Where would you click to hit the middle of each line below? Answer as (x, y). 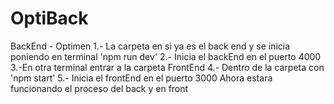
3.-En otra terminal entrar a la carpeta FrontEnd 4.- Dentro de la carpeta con (167, 67)
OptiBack (49, 18)
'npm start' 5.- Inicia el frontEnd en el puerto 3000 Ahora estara (141, 78)
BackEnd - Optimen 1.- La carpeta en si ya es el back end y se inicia (150, 46)
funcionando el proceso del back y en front (99, 88)
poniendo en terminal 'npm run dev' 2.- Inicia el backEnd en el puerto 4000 (166, 56)
